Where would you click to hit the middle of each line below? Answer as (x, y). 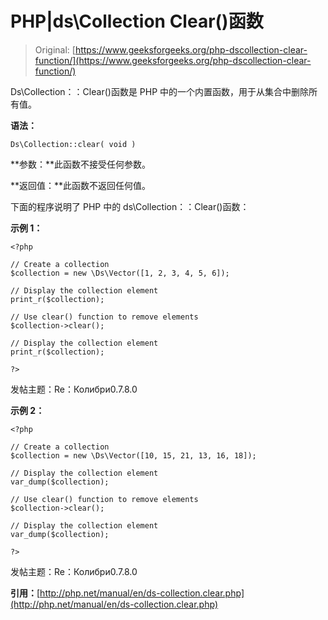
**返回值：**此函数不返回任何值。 (81, 185)
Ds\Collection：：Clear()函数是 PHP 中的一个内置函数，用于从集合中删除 (160, 91)
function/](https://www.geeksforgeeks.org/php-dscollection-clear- (173, 60)
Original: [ (55, 49)
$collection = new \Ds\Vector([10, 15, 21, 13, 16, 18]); (133, 455)
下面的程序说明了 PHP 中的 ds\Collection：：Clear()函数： (130, 206)
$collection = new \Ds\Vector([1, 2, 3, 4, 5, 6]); (120, 273)
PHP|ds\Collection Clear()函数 (137, 21)
